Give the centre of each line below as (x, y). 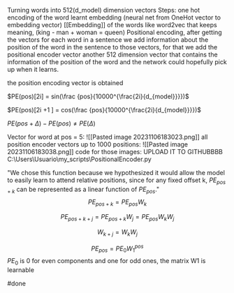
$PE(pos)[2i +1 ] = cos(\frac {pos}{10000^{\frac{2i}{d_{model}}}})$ (104, 110)
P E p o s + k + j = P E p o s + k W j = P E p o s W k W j (117, 218)
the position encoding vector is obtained (65, 83)
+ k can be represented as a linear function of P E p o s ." (83, 190)
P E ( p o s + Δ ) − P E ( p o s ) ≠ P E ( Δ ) (51, 123)
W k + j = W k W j (117, 233)
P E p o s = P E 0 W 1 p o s (117, 248)
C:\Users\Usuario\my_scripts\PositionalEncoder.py (79, 159)
